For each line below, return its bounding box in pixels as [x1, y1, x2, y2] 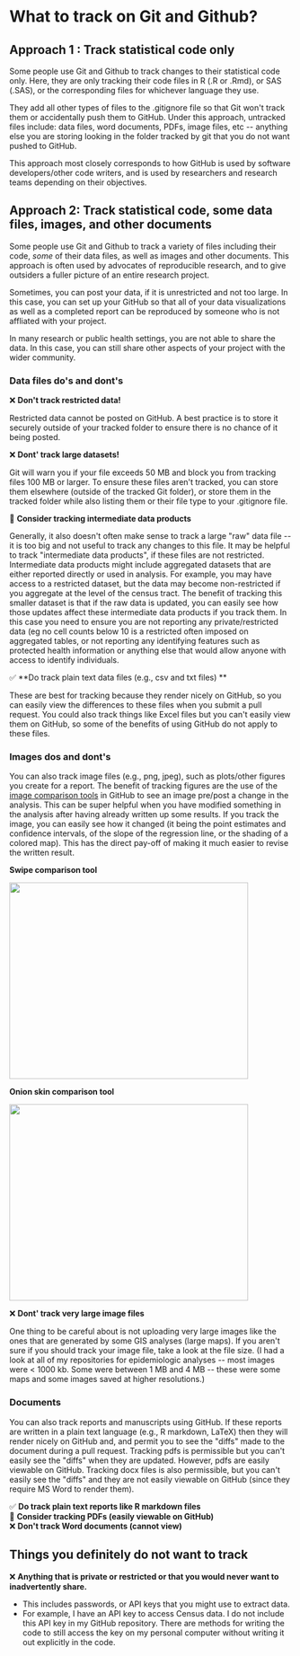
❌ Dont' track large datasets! [9, 449, 119, 460]
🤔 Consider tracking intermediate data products [9, 514, 191, 524]
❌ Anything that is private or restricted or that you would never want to [9, 1571, 279, 1581]
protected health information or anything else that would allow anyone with [9, 645, 287, 656]
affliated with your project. [9, 315, 107, 326]
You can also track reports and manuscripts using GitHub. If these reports [9, 1416, 283, 1427]
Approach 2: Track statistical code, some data [9, 203, 273, 218]
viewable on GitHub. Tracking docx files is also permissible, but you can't [9, 1464, 281, 1475]
